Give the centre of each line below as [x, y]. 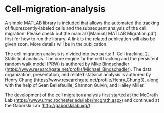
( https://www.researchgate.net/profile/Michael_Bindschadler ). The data [78, 69]
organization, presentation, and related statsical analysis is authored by [78, 74]
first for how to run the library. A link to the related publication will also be [80, 39]
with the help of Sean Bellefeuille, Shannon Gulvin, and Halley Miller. [75, 85]
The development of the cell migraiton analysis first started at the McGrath [82, 95]
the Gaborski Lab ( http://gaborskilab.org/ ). [48, 105]
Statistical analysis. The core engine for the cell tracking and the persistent [82, 58]
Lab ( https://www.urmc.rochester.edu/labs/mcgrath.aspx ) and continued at [82, 100]
